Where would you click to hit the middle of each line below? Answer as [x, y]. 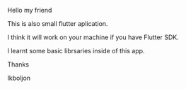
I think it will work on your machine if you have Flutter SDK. [93, 37]
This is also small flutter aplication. [58, 23]
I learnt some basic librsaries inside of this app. [76, 51]
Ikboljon [19, 78]
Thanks [18, 64]
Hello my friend [30, 10]
